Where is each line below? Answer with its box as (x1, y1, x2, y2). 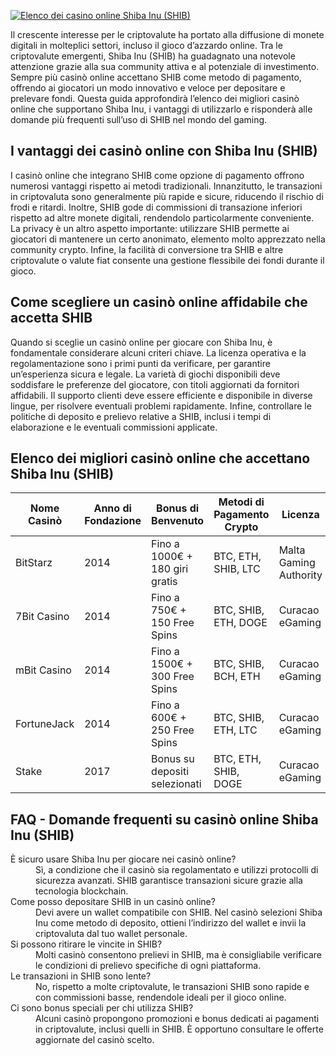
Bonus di (156, 501, 200, 515)
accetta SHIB (10, 310, 93, 327)
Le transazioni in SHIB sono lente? (10, 970, 152, 982)
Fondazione (84, 514, 142, 528)
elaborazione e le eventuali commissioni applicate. (10, 421, 218, 433)
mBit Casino (15, 663, 72, 677)
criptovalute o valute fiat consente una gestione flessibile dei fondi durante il (10, 254, 325, 266)
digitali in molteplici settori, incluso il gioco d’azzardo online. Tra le (10, 40, 283, 51)
